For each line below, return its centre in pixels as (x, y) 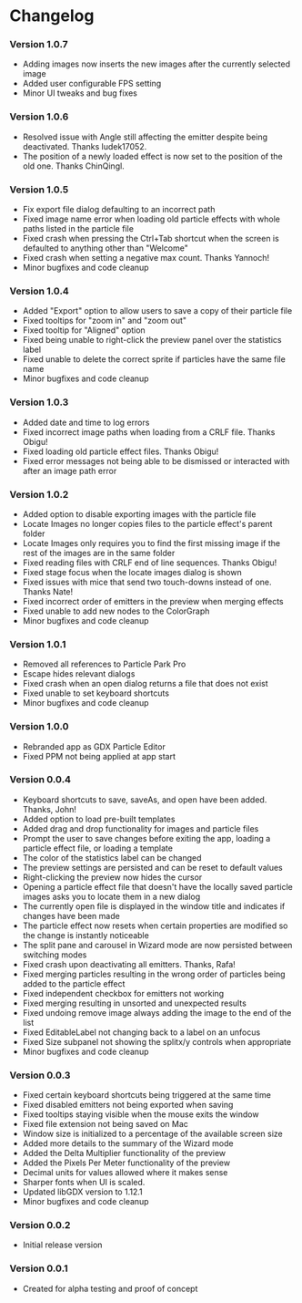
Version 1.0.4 (40, 291)
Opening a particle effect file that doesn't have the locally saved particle (157, 886)
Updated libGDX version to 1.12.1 (82, 1192)
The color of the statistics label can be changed (112, 857)
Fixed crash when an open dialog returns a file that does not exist (145, 684)
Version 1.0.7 (39, 45)
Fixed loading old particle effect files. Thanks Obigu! (121, 451)
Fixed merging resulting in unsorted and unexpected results (135, 1003)
